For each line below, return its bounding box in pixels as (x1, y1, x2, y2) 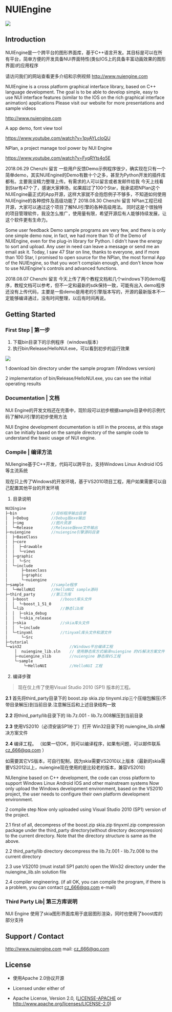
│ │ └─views (5, 549, 36, 554)
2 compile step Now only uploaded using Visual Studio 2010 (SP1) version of (5, 806, 166, 812)
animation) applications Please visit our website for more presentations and (5, 100, 164, 106)
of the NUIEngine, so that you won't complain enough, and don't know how (5, 260, 164, 266)
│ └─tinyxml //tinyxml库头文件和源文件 (5, 630, 112, 635)
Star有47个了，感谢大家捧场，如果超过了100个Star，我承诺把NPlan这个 (9, 185, 160, 191)
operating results (5, 381, 41, 387)
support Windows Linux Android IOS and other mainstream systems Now (5, 780, 160, 786)
